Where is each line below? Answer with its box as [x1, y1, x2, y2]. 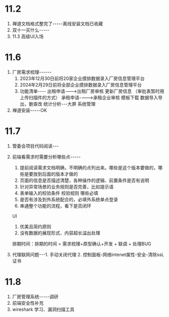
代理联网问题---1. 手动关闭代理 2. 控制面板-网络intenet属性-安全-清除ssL [12, 251, 164, 257]
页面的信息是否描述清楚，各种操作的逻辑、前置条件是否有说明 [19, 177, 150, 183]
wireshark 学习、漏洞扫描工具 [12, 306, 75, 312]
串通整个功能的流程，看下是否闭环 [19, 202, 92, 209]
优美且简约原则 [19, 223, 51, 229]
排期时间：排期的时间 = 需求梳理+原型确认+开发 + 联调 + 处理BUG [12, 241, 151, 247]
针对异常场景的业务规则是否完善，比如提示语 [19, 183, 114, 190]
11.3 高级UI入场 [12, 33, 44, 39]
